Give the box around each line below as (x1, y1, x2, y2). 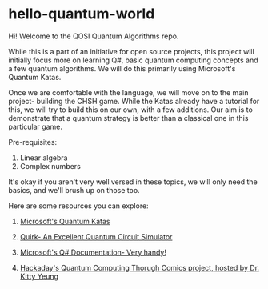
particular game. (8, 122, 62, 131)
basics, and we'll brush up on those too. (8, 185, 140, 195)
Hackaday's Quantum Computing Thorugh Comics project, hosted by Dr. (19, 263, 260, 272)
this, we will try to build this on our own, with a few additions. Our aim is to (8, 105, 254, 114)
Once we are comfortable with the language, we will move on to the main (8, 87, 249, 97)
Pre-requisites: (8, 137, 58, 147)
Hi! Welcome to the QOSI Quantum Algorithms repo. (8, 31, 179, 41)
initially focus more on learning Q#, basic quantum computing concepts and (8, 55, 258, 65)
